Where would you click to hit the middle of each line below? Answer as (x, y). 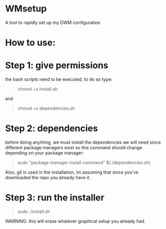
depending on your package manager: (44, 153)
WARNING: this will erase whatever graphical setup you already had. (75, 221)
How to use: (30, 43)
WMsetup (26, 9)
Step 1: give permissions (57, 66)
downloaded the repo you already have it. (48, 177)
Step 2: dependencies (52, 128)
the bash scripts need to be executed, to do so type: (59, 79)
